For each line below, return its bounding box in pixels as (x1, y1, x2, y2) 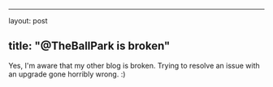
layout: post (8, 16, 48, 25)
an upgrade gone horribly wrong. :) (8, 69, 126, 79)
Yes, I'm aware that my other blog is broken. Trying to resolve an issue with (8, 60, 260, 70)
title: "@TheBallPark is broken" (8, 39, 171, 53)
